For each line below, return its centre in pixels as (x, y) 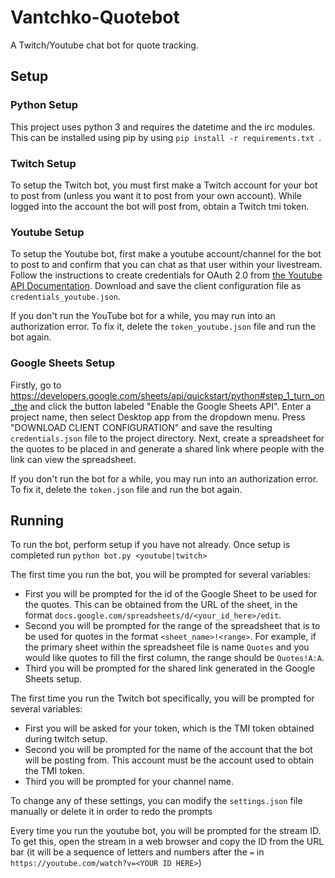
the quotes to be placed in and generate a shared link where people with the (167, 448)
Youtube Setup (47, 232)
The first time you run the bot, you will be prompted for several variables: (161, 575)
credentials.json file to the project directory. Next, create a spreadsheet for (167, 438)
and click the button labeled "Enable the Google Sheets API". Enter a (170, 406)
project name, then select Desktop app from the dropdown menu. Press (158, 417)
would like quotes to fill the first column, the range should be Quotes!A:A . (174, 658)
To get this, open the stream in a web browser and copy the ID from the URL (167, 842)
